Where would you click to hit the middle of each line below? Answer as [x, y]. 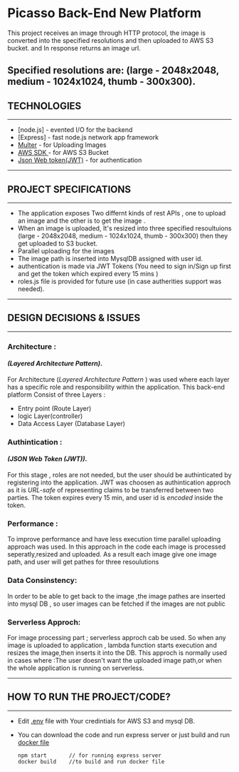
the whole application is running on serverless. [76, 668]
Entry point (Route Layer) [54, 408]
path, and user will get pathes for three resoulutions [83, 562]
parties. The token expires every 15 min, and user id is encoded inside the [115, 498]
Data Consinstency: [42, 581]
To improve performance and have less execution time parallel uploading [114, 539]
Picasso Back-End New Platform [104, 13]
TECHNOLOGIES [44, 106]
